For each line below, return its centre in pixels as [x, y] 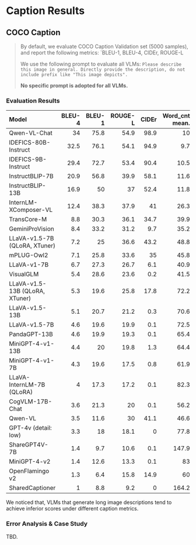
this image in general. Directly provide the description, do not [103, 70]
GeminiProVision [32, 229]
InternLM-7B [27, 385]
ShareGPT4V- [29, 445]
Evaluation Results [33, 101]
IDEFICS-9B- [28, 159]
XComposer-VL [31, 210]
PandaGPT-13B [31, 334]
